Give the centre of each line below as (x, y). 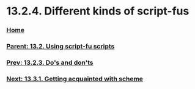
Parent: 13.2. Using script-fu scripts (61, 47)
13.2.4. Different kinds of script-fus (98, 11)
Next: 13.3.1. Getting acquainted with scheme (75, 79)
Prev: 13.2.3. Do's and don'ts (50, 62)
